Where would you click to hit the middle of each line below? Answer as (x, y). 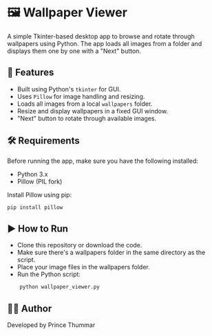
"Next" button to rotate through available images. (87, 118)
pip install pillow (35, 207)
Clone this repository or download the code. (79, 245)
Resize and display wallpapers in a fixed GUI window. (93, 111)
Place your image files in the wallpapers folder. (83, 267)
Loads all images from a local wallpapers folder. (85, 104)
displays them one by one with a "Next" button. (74, 51)
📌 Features (31, 72)
